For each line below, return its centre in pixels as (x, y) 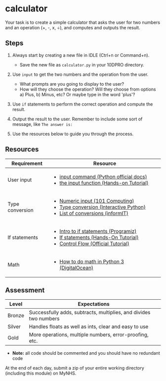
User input (20, 180)
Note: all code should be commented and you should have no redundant (86, 353)
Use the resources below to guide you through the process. (73, 134)
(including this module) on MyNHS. (41, 373)
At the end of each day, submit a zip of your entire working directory (75, 368)
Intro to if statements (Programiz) (98, 231)
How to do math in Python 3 (92, 262)
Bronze (16, 316)
